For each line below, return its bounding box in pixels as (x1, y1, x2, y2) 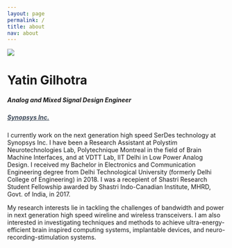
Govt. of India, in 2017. (7, 190, 71, 198)
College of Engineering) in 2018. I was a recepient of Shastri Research (7, 175, 208, 183)
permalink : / (7, 17, 45, 24)
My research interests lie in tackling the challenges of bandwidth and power (7, 203, 224, 212)
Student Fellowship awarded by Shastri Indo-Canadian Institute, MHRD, (7, 182, 211, 191)
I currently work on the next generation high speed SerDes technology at (7, 131, 217, 139)
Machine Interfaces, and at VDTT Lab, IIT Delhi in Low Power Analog (7, 153, 204, 161)
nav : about (7, 29, 39, 37)
